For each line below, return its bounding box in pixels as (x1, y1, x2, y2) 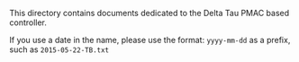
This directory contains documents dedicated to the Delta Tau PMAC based (9, 8, 290, 18)
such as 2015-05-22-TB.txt (9, 44, 110, 55)
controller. (9, 17, 48, 28)
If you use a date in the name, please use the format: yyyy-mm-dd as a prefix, (9, 35, 291, 45)
